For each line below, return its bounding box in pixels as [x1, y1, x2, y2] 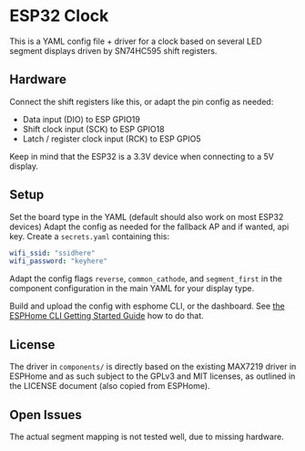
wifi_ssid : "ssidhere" [9, 248, 96, 257]
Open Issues [9, 407, 82, 423]
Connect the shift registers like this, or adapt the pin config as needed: [9, 96, 274, 107]
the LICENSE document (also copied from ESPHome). [9, 381, 211, 392]
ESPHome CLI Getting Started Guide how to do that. [9, 310, 205, 321]
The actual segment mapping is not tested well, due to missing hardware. [9, 431, 284, 442]
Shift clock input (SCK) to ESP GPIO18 [22, 123, 166, 134]
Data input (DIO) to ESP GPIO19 [22, 113, 141, 124]
